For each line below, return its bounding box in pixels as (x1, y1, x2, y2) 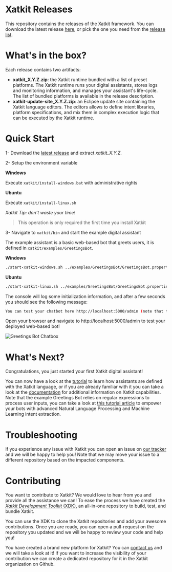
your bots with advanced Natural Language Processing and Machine (5, 405, 150, 412)
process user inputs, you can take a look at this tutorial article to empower (5, 400, 162, 407)
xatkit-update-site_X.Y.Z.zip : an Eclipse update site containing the (12, 98, 155, 104)
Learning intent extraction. (5, 411, 61, 417)
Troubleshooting (5, 429, 78, 440)
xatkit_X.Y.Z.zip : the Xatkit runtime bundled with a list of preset (12, 76, 147, 83)
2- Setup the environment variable (5, 159, 78, 165)
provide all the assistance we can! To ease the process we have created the (5, 497, 165, 504)
